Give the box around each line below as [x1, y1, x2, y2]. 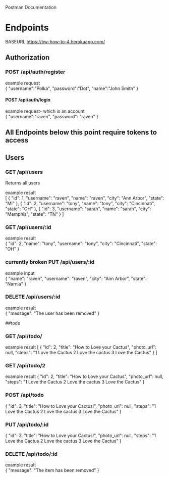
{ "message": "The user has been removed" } [5, 310, 100, 316]
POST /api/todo [5, 392, 44, 399]
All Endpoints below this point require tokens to [5, 128, 157, 137]
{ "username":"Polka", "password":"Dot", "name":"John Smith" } [5, 85, 139, 91]
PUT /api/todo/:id [5, 421, 49, 428]
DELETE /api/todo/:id [5, 450, 58, 457]
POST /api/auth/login [5, 97, 51, 103]
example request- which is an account [5, 108, 85, 114]
